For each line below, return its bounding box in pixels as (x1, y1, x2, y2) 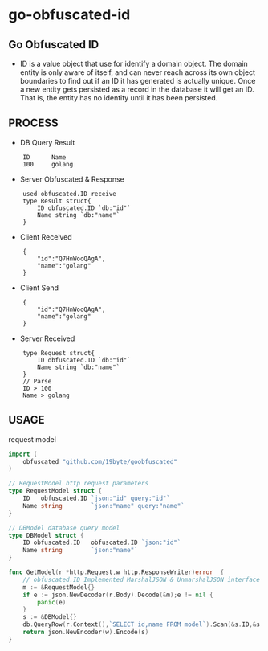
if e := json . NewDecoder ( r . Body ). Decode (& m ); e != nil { (22, 591, 214, 599)
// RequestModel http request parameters (8, 480, 149, 488)
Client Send (19, 283, 59, 293)
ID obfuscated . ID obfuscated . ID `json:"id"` (22, 538, 181, 547)
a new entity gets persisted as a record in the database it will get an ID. (19, 84, 254, 94)
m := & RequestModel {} (22, 583, 95, 592)
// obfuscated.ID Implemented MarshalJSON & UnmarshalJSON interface (22, 575, 261, 583)
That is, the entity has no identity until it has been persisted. (19, 93, 218, 102)
